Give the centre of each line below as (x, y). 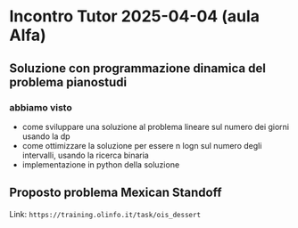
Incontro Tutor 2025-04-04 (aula (135, 16)
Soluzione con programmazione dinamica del (137, 68)
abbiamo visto (41, 107)
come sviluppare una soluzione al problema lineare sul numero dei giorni (156, 126)
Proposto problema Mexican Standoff (116, 193)
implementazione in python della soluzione (101, 164)
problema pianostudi (68, 82)
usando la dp (46, 136)
